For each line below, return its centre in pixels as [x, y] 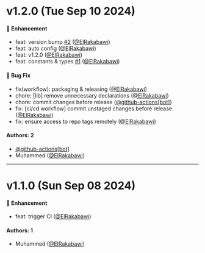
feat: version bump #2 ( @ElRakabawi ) [63, 42]
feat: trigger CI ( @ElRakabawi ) [53, 216]
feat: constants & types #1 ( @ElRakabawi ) [67, 62]
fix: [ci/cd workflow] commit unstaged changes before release [94, 109]
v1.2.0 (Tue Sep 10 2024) [71, 11]
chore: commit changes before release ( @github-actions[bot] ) [93, 102]
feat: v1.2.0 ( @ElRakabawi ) [49, 55]
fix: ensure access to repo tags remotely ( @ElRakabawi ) [86, 121]
